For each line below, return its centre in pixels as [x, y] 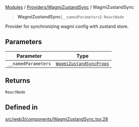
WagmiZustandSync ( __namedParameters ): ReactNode [70, 17]
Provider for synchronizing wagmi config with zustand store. [67, 26]
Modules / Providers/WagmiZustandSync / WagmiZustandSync [69, 7]
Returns [18, 81]
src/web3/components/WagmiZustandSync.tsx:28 [57, 119]
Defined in [22, 107]
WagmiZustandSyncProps [83, 63]
